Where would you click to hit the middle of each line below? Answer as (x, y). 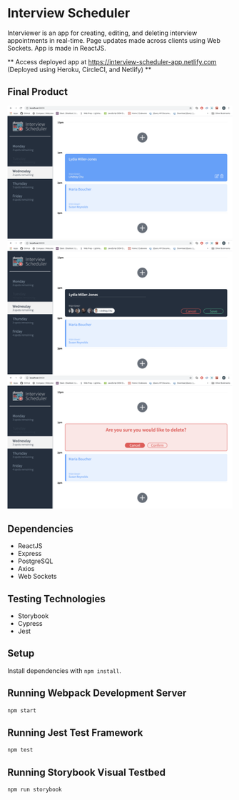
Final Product (37, 92)
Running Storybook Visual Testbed (87, 772)
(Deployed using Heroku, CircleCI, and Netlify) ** (80, 69)
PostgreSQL (35, 561)
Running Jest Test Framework (75, 733)
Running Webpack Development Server (97, 693)
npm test (20, 750)
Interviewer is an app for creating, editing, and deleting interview (102, 33)
